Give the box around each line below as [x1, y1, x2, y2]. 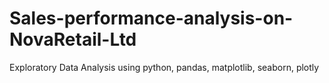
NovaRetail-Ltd [9, 28, 137, 51]
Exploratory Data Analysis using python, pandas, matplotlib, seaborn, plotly [9, 61, 320, 73]
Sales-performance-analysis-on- [9, 7, 294, 30]
